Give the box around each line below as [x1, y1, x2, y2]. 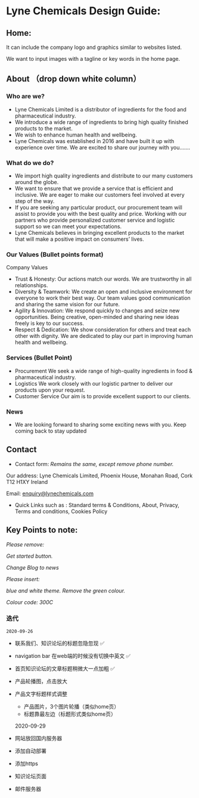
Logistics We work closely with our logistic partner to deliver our [14, 380, 173, 387]
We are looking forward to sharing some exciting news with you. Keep [14, 421, 186, 428]
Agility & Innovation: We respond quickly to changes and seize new [14, 307, 180, 314]
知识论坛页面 [14, 772, 46, 780]
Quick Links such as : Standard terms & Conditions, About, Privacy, [14, 501, 180, 508]
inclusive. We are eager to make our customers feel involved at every [14, 191, 185, 198]
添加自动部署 [14, 747, 46, 754]
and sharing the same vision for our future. [14, 301, 120, 308]
